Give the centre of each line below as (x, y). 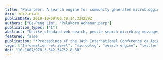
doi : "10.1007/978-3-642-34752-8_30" (43, 50)
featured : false (21, 37)
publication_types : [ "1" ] (31, 28)
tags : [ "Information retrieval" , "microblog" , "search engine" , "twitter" (82, 45)
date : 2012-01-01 (23, 14)
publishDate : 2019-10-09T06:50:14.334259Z (49, 18)
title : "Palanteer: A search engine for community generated (68, 9)
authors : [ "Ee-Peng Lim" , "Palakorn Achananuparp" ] (58, 23)
